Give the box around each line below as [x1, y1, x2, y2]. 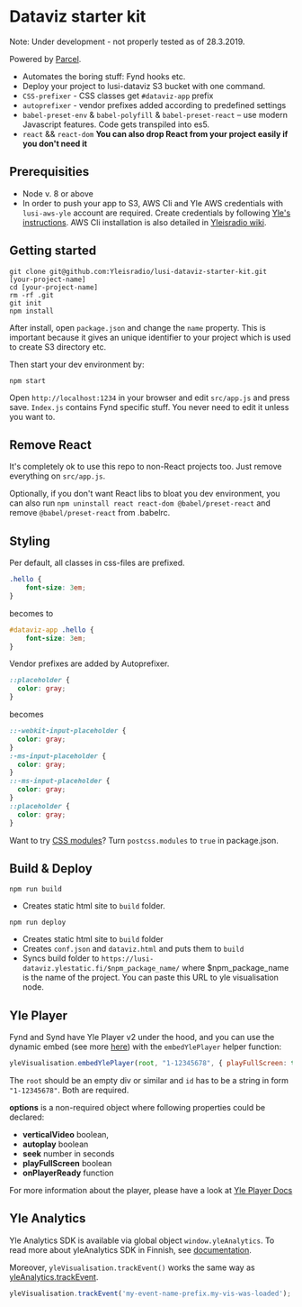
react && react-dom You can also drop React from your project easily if [22, 128, 289, 139]
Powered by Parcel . [9, 53, 82, 64]
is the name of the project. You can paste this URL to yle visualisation [22, 972, 279, 983]
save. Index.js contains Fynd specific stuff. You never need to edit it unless [9, 401, 289, 412]
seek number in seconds [22, 1148, 115, 1159]
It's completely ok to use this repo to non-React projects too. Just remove [9, 462, 282, 472]
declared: [9, 1111, 45, 1123]
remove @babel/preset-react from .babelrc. [9, 507, 171, 518]
